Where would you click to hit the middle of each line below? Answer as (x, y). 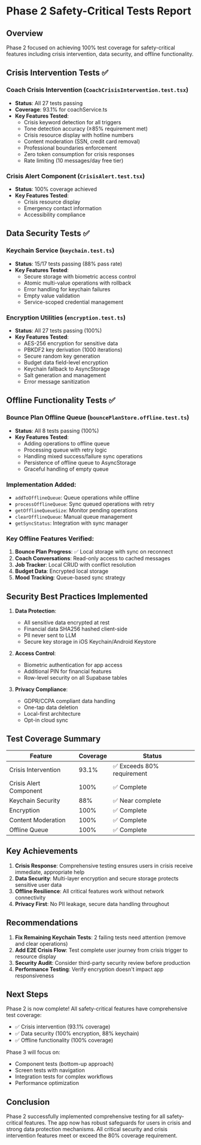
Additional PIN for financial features (68, 671)
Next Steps (27, 994)
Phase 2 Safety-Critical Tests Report (99, 11)
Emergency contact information (63, 208)
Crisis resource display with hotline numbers (79, 135)
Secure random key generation (62, 356)
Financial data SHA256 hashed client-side (75, 629)
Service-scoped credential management (74, 302)
